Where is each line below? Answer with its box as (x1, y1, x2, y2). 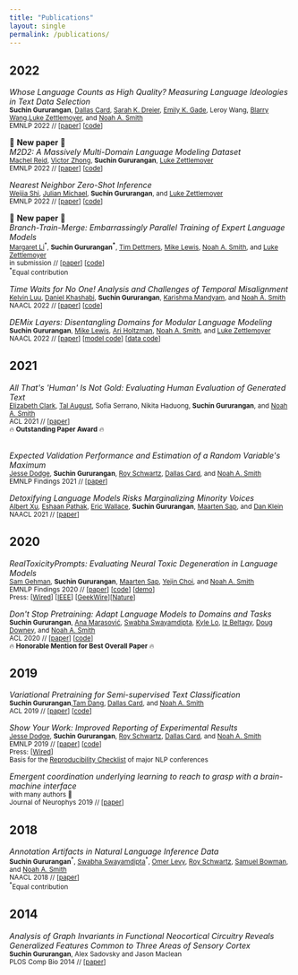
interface (43, 781, 77, 791)
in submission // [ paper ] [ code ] (9, 259, 105, 268)
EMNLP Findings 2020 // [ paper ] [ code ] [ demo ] (9, 584, 155, 594)
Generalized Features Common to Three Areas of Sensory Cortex (9, 940, 251, 951)
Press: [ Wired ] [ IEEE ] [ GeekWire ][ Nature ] (9, 592, 136, 601)
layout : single (9, 22, 66, 30)
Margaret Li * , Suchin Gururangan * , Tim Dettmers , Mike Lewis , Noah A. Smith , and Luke (9, 241, 279, 252)
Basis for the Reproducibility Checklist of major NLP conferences (9, 755, 209, 764)
